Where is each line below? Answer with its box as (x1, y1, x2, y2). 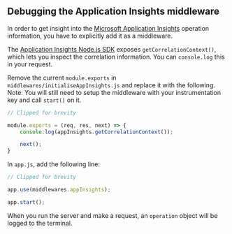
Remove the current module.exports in (7, 73, 117, 82)
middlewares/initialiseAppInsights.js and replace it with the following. (7, 80, 215, 89)
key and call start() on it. (7, 96, 82, 104)
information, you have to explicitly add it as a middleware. (7, 31, 173, 40)
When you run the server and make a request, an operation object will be (7, 211, 218, 219)
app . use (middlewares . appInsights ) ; (7, 187, 111, 193)
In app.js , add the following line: (7, 160, 100, 168)
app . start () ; (7, 198, 45, 205)
